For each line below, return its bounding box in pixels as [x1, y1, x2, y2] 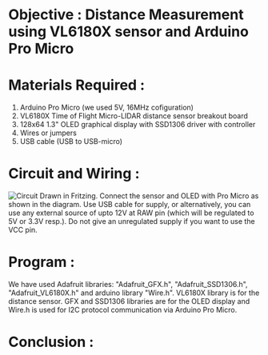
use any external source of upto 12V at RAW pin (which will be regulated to [8, 208, 254, 217]
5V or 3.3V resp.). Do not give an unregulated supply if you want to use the [8, 217, 255, 226]
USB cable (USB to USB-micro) [19, 137, 122, 146]
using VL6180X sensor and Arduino [8, 22, 250, 41]
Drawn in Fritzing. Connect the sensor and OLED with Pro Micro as [39, 191, 259, 201]
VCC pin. [8, 225, 38, 235]
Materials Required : [8, 76, 146, 94]
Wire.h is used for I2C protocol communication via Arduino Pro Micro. [8, 305, 238, 314]
